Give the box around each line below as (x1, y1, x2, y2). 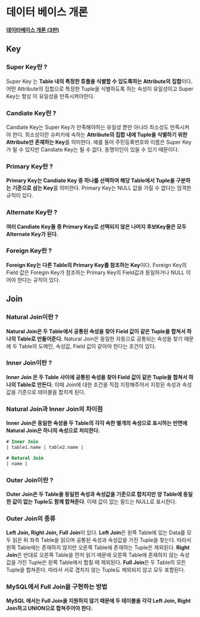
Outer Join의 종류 (6, 514, 56, 522)
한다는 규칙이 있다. (17, 276, 61, 283)
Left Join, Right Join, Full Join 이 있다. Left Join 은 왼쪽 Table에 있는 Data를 (6, 529, 186, 537)
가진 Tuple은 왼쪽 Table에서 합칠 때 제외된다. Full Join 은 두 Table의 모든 (17, 559, 186, 566)
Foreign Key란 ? (6, 247, 52, 255)
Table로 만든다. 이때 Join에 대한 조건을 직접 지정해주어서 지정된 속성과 (17, 381, 181, 388)
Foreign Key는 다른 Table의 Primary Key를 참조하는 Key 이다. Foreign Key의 (6, 261, 187, 268)
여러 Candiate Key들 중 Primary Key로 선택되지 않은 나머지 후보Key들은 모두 (6, 223, 187, 230)
